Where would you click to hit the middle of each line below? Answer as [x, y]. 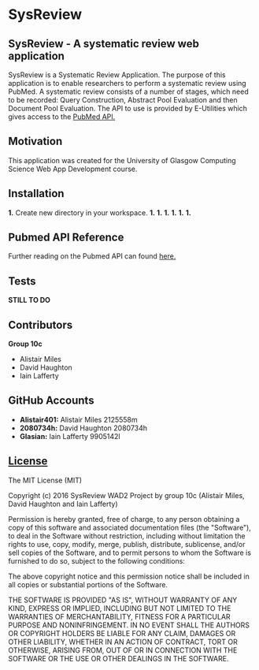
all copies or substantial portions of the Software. [88, 584]
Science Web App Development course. [73, 169]
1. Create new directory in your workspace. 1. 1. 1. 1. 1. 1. [100, 212]
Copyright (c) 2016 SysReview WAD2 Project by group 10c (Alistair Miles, [127, 495]
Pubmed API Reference [66, 238]
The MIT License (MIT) [45, 480]
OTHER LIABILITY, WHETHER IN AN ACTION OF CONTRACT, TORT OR [123, 642]
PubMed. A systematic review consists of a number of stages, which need [129, 91]
